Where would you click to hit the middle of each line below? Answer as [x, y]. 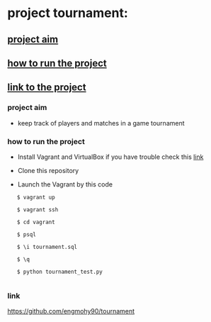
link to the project [47, 88]
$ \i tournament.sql [47, 247]
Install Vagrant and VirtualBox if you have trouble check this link [110, 157]
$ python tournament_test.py [59, 272]
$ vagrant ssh [38, 210]
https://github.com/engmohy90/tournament [71, 311]
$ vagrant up [36, 197]
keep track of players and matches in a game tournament [101, 123]
